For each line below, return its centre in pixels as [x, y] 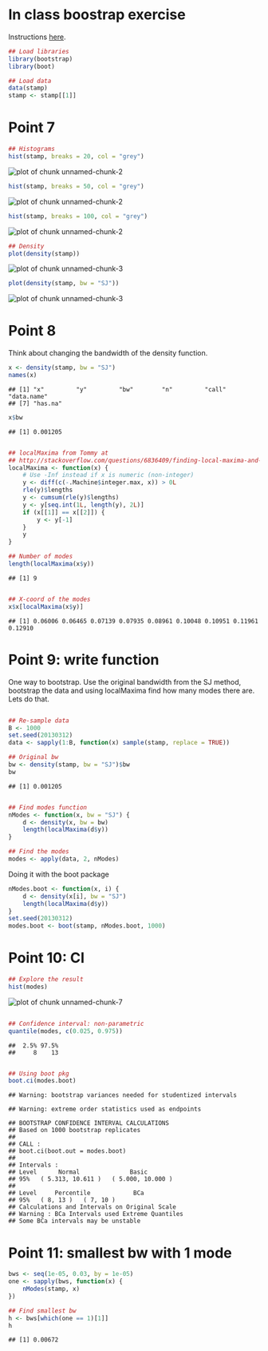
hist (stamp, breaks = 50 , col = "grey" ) [77, 186]
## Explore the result [46, 979]
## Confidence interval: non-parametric [77, 1023]
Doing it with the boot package [59, 874]
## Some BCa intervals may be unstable [75, 1221]
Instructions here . [37, 37]
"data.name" [28, 396]
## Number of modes [41, 557]
